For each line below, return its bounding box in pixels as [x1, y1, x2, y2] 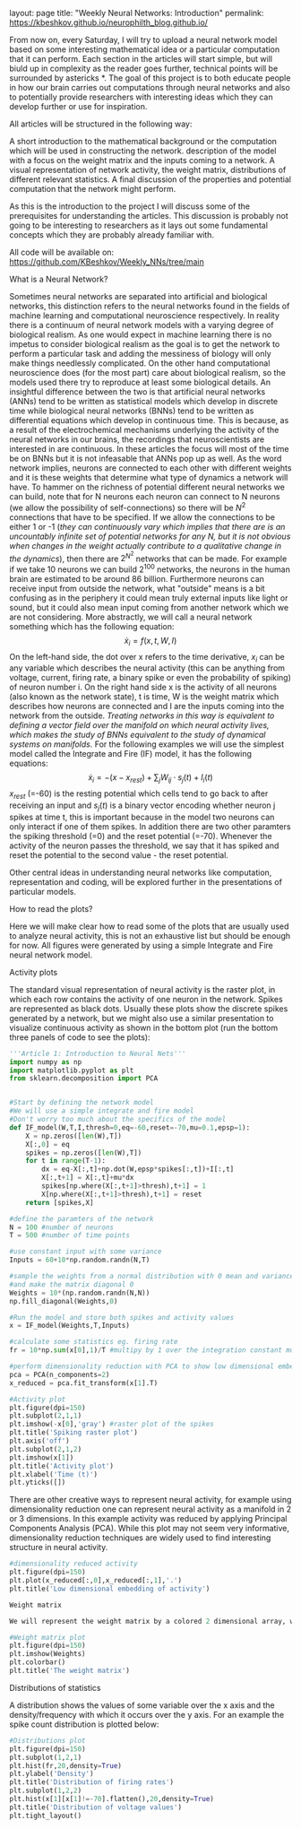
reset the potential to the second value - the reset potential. [9, 849, 228, 860]
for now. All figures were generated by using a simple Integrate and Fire [9, 940, 273, 950]
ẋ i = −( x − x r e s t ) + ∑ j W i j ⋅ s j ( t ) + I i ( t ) [88, 772, 213, 785]
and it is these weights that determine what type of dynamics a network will [9, 472, 288, 482]
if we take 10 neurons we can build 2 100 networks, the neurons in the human [9, 562, 291, 575]
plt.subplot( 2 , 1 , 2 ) [9, 1444, 82, 1453]
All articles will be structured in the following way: [9, 118, 193, 129]
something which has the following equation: [9, 620, 175, 631]
